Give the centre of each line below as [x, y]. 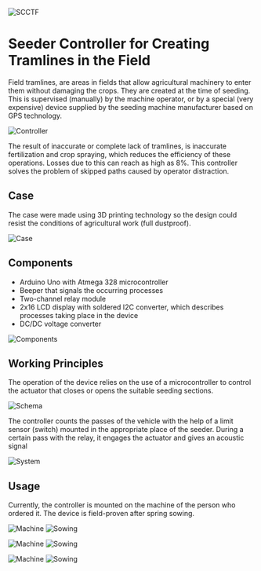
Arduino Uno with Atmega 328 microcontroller [94, 282]
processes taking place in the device [79, 315]
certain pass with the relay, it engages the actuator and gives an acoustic [126, 438]
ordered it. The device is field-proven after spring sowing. [101, 514]
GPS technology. [35, 115]
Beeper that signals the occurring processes [91, 290]
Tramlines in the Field [80, 61]
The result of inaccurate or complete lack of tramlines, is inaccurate [118, 146]
